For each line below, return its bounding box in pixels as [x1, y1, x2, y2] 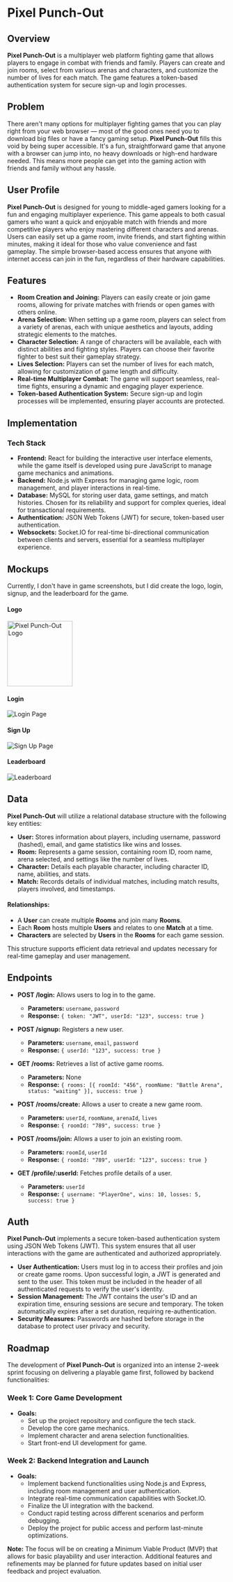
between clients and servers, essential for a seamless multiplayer [17, 536, 205, 544]
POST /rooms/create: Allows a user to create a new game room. [17, 1100, 203, 1108]
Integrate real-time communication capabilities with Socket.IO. [27, 1494, 207, 1502]
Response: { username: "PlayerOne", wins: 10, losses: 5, [27, 1189, 202, 1198]
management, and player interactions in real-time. [17, 483, 161, 492]
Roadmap [7, 1342, 50, 1354]
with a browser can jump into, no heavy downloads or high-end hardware [7, 149, 218, 158]
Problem [7, 101, 45, 113]
